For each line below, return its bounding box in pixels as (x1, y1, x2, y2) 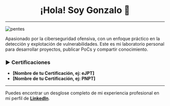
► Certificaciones (5, 59, 51, 66)
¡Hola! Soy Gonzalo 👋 (40, 5, 130, 16)
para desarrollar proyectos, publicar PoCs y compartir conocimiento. (5, 46, 148, 52)
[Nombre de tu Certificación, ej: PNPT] (12, 75, 96, 82)
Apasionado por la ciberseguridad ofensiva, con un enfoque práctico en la (5, 35, 160, 42)
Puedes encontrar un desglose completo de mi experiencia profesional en (5, 90, 159, 96)
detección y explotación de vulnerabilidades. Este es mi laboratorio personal (5, 41, 164, 47)
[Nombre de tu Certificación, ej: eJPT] (12, 70, 95, 76)
